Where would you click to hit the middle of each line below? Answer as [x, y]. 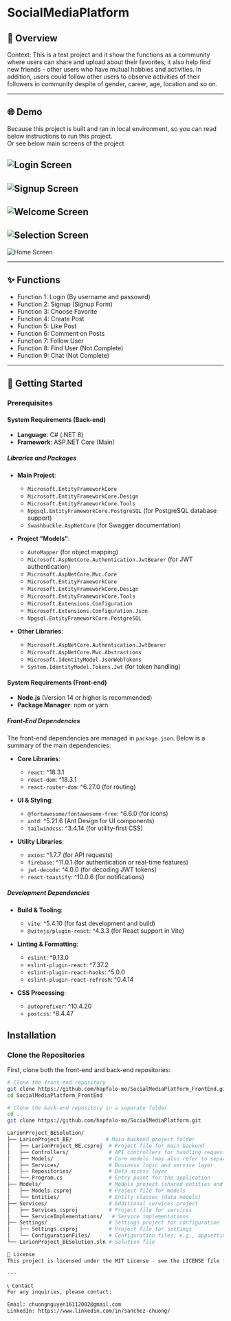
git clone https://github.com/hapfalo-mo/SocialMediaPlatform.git [104, 1121]
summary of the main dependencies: [59, 745]
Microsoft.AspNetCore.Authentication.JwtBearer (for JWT [110, 559]
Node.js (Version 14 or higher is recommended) [85, 698]
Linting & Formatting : [48, 944]
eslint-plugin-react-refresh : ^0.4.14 [80, 980]
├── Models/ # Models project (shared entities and [115, 1184]
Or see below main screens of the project [66, 143]
